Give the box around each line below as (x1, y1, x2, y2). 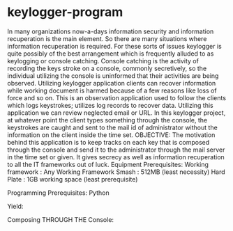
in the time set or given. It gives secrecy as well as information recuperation (7, 152, 225, 161)
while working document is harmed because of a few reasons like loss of (7, 86, 218, 95)
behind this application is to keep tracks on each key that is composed (7, 138, 210, 146)
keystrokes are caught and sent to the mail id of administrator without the (7, 123, 218, 132)
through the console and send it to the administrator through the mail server (7, 145, 225, 154)
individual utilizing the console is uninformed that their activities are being (7, 71, 219, 80)
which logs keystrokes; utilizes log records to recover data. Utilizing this (7, 101, 214, 109)
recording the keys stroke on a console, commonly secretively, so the (7, 64, 207, 72)
